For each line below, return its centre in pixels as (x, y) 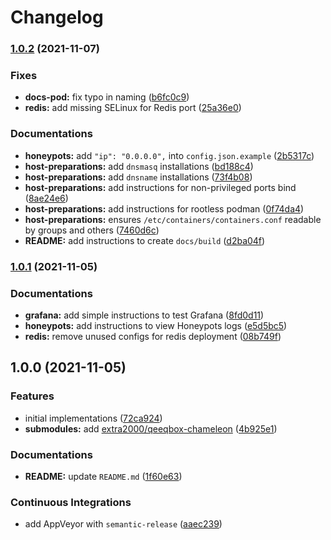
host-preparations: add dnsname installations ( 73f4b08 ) (138, 177)
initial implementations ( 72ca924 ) (93, 418)
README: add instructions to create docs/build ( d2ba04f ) (145, 240)
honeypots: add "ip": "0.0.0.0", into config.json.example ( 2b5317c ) (169, 155)
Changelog (57, 17)
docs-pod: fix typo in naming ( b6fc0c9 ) (107, 97)
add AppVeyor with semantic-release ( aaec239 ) (123, 524)
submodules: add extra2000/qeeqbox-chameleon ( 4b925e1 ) (151, 428)
